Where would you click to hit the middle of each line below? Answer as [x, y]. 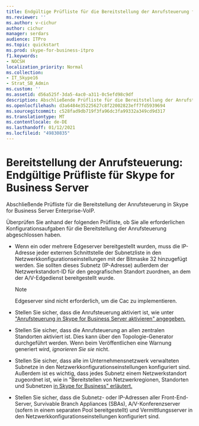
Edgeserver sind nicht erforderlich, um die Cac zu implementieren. [96, 301]
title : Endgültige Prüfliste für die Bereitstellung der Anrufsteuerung [98, 12]
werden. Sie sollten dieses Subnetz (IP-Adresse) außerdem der [92, 265]
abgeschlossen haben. [34, 235]
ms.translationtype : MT [36, 116]
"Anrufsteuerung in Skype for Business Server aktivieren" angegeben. [100, 318]
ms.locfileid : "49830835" [38, 133]
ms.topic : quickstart [33, 45]
